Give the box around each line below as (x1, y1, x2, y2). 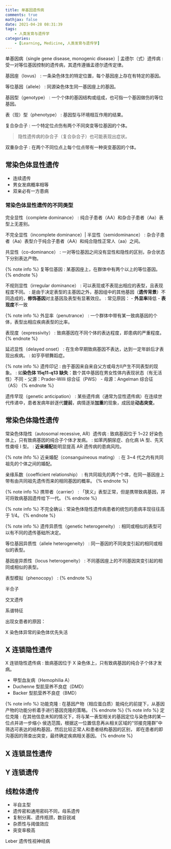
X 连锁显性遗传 (5, 749, 53, 758)
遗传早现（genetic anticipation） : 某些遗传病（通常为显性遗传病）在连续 (5, 393, 158, 399)
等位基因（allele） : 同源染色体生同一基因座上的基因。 (5, 83, 119, 89)
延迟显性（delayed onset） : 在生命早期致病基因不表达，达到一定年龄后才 (5, 346, 160, 352)
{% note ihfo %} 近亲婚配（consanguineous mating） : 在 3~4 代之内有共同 (5, 454, 164, 460)
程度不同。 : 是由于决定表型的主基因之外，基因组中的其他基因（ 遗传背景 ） (5, 289, 161, 295)
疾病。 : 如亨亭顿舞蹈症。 (14, 352, 67, 358)
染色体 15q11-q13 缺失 (22, 369, 68, 375)
